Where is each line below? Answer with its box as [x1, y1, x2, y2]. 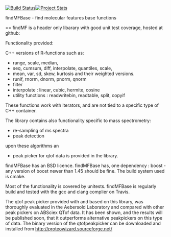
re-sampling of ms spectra [12, 128, 69, 133]
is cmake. [5, 174, 26, 179]
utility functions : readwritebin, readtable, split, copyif [12, 92, 125, 98]
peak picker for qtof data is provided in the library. [12, 153, 118, 158]
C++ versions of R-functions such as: [5, 50, 84, 56]
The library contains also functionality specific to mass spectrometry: [5, 117, 152, 124]
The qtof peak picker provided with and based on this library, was [5, 199, 144, 204]
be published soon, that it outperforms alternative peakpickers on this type [5, 215, 162, 221]
